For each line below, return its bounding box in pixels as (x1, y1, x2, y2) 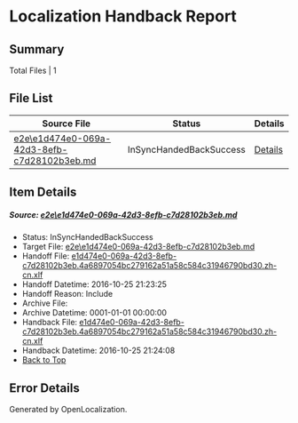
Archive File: (21, 298, 68, 308)
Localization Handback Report (9, 6, 238, 27)
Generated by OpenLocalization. (9, 403, 128, 414)
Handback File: (21, 317, 78, 328)
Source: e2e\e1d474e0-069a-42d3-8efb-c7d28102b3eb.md (9, 209, 238, 219)
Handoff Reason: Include (21, 289, 114, 299)
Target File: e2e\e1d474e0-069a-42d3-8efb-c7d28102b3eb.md (21, 242, 255, 252)
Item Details (9, 185, 77, 200)
